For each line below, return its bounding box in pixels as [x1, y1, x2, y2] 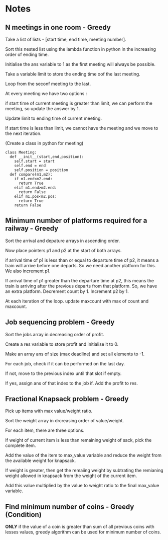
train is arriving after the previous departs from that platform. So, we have [5, 283, 157, 289]
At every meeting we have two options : [5, 91, 87, 96]
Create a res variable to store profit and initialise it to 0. [5, 341, 119, 347]
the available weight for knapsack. [5, 457, 76, 464]
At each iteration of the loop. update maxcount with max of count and [5, 298, 149, 304]
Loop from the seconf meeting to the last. [5, 81, 91, 87]
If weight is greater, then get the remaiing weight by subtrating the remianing [5, 468, 163, 474]
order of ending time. [5, 51, 49, 57]
